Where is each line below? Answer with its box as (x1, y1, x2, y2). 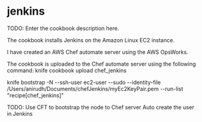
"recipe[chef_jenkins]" (7, 91, 64, 99)
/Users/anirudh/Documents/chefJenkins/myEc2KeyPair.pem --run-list (7, 85, 184, 93)
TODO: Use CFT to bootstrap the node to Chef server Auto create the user (7, 103, 195, 111)
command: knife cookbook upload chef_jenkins (7, 66, 127, 74)
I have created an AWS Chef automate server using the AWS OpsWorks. (7, 48, 189, 56)
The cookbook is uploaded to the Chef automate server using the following (7, 60, 196, 67)
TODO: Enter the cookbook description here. (7, 25, 119, 32)
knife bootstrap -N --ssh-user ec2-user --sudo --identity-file (7, 78, 161, 86)
